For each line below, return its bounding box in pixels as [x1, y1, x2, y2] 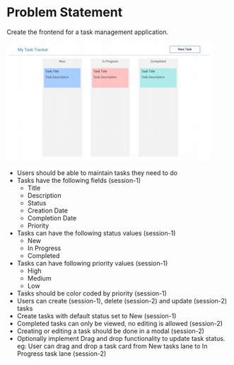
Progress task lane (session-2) [16, 349, 107, 358]
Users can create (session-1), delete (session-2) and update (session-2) [16, 296, 228, 305]
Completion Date [27, 213, 77, 222]
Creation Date [27, 206, 69, 215]
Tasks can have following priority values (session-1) [16, 259, 168, 267]
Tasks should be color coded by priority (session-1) [16, 288, 168, 298]
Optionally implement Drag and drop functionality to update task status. [16, 334, 226, 342]
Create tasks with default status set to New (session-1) [16, 311, 177, 320]
